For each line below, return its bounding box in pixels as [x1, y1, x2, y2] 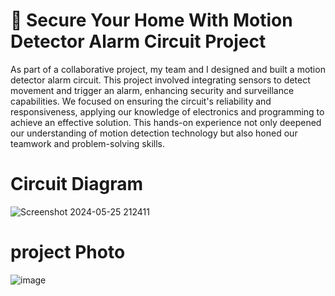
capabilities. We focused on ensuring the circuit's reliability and [10, 95, 272, 107]
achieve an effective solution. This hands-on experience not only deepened [10, 116, 322, 128]
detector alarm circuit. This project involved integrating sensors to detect [10, 74, 311, 86]
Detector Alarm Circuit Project [10, 30, 267, 53]
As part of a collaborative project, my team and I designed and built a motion [10, 63, 326, 75]
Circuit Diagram [10, 173, 143, 196]
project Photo [10, 241, 126, 264]
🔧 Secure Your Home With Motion [10, 9, 293, 32]
